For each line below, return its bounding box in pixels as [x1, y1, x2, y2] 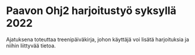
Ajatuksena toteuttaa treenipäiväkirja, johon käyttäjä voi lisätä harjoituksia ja [6, 36, 190, 43]
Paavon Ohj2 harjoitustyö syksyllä [6, 4, 177, 18]
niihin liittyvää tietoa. [6, 42, 56, 49]
